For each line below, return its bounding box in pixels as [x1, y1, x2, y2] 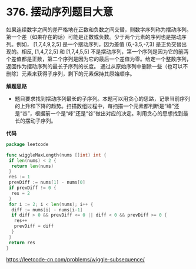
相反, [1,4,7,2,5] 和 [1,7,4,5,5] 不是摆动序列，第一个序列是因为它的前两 [21, 48, 189, 55]
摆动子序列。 [25, 117, 57, 124]
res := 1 [8, 174, 31, 180]
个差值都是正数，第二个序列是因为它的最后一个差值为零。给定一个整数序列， [6, 55, 192, 62]
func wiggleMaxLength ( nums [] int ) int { [6, 152, 107, 158]
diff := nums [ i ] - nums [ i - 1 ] [11, 207, 83, 212]
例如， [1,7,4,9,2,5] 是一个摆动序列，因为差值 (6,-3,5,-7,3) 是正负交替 [16, 41, 182, 48]
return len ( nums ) [11, 163, 54, 169]
